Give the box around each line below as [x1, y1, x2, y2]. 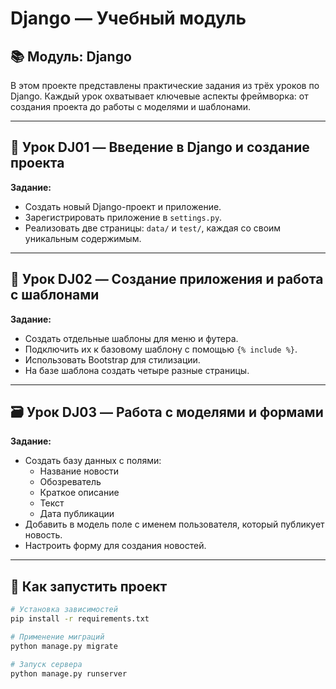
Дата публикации [39, 508, 115, 520]
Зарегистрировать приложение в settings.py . [24, 211, 223, 223]
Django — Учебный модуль [10, 7, 247, 30]
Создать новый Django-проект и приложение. [24, 200, 222, 212]
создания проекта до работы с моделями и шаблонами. [10, 101, 252, 112]
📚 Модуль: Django [10, 48, 132, 65]
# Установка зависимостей [10, 605, 118, 615]
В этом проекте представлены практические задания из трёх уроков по [10, 80, 320, 91]
